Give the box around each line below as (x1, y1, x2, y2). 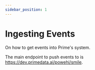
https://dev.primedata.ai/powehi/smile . (5, 59, 83, 65)
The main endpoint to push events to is (5, 54, 84, 60)
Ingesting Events (5, 28, 75, 39)
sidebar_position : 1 (5, 7, 47, 12)
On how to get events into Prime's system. (5, 45, 91, 50)
